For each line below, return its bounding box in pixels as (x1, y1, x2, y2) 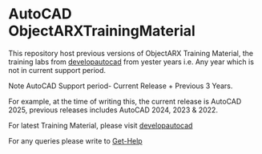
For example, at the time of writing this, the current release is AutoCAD (8, 96, 242, 106)
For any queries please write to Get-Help (8, 136, 143, 145)
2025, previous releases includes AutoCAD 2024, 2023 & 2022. (8, 105, 219, 115)
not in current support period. (8, 65, 107, 75)
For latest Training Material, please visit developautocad (8, 120, 193, 130)
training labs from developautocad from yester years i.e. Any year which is (8, 57, 255, 67)
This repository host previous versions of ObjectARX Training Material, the (8, 48, 254, 58)
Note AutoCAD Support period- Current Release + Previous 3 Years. (8, 81, 233, 91)
